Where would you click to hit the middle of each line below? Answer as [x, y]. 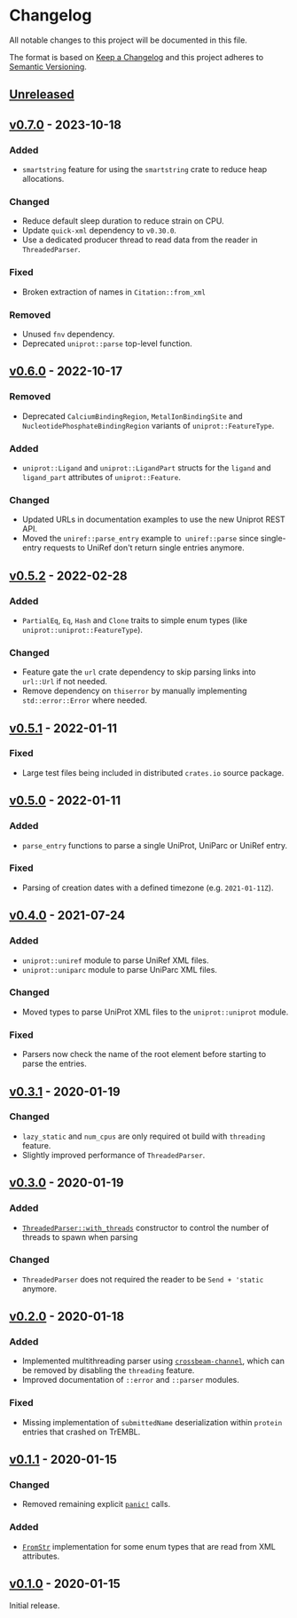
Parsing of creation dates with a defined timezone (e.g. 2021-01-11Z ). [148, 888]
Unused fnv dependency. [68, 334]
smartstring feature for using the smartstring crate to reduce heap [145, 170]
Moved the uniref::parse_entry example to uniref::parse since [140, 539]
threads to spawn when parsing [80, 1237]
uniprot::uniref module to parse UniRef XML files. [115, 960]
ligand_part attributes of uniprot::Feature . [102, 477]
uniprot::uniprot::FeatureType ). [82, 629]
